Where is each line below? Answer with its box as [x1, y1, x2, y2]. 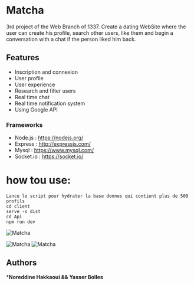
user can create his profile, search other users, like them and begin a [6, 29, 173, 36]
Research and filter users [14, 87, 76, 94]
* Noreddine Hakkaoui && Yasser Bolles [6, 273, 103, 280]
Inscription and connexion [14, 68, 78, 76]
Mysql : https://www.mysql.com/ [14, 147, 94, 154]
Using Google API [14, 106, 58, 113]
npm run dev [6, 219, 35, 225]
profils [6, 198, 25, 204]
